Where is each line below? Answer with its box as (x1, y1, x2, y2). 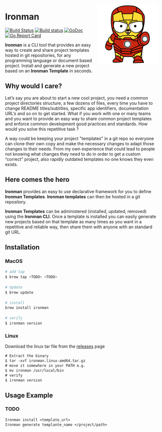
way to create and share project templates (5, 47, 90, 53)
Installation (5, 243, 40, 251)
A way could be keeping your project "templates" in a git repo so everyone (5, 136, 154, 141)
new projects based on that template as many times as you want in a (5, 218, 142, 224)
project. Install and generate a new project (5, 62, 90, 68)
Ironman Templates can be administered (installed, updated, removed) (5, 208, 147, 214)
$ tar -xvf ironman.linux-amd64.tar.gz (5, 358, 86, 363)
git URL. (5, 229, 21, 235)
